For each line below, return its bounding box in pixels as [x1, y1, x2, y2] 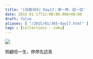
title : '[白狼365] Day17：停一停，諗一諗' [5, 7, 86, 12]
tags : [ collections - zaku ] [5, 26, 65, 30]
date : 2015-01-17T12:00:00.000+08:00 [5, 12, 82, 17]
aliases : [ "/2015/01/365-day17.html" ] [5, 21, 89, 26]
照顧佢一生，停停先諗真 [5, 49, 52, 55]
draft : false [5, 16, 32, 21]
